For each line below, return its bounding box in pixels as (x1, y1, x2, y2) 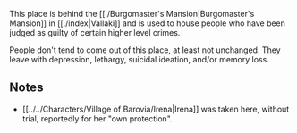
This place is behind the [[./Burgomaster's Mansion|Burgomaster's (9, 9, 255, 19)
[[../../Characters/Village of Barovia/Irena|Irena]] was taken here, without (21, 104, 290, 114)
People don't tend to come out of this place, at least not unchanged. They (9, 45, 281, 55)
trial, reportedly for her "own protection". (21, 112, 173, 124)
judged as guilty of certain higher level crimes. (9, 28, 181, 37)
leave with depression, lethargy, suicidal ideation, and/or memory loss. (9, 54, 270, 64)
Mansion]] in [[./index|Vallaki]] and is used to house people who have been (9, 18, 286, 29)
